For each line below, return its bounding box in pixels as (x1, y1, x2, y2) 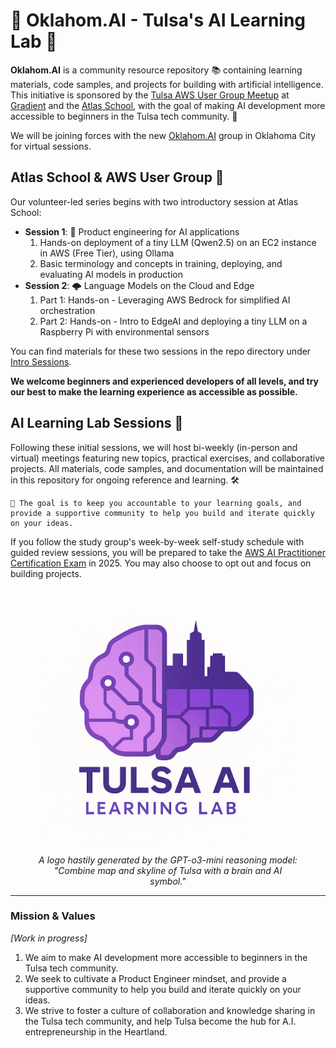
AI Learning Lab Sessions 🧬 (10, 415, 184, 432)
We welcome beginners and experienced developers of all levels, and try (10, 375, 319, 387)
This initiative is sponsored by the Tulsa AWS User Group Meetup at (10, 89, 290, 101)
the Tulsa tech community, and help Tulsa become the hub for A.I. (24, 1015, 297, 1027)
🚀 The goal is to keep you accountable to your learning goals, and (10, 498, 302, 508)
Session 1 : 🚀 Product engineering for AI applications (24, 225, 240, 238)
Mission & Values (10, 909, 96, 923)
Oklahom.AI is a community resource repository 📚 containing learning (10, 64, 303, 76)
